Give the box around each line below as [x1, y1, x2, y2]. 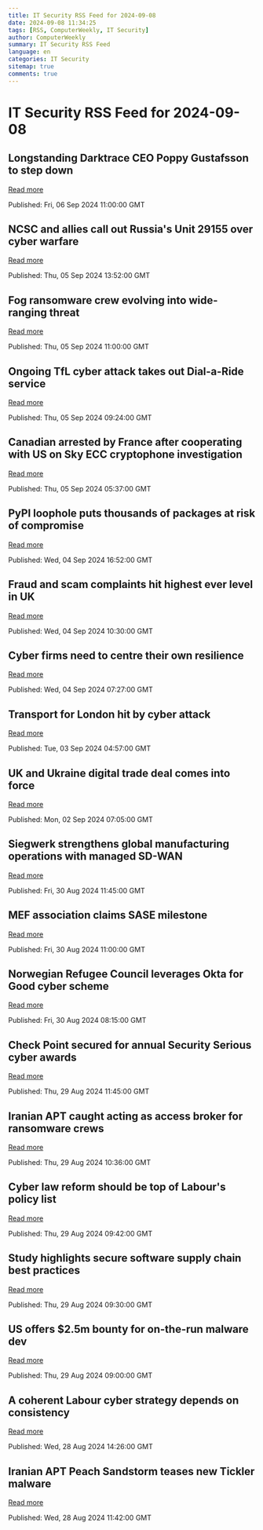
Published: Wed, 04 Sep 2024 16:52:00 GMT [8, 555, 153, 564]
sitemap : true [8, 63, 55, 71]
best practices [8, 1264, 81, 1277]
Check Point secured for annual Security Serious [8, 1038, 252, 1052]
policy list [8, 1192, 57, 1206]
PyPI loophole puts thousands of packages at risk [8, 507, 256, 520]
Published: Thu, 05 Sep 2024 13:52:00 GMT [8, 271, 151, 280]
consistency [8, 1406, 71, 1419]
